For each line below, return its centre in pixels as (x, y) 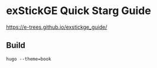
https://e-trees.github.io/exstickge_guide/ (57, 27)
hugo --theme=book (29, 59)
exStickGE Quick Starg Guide (79, 11)
